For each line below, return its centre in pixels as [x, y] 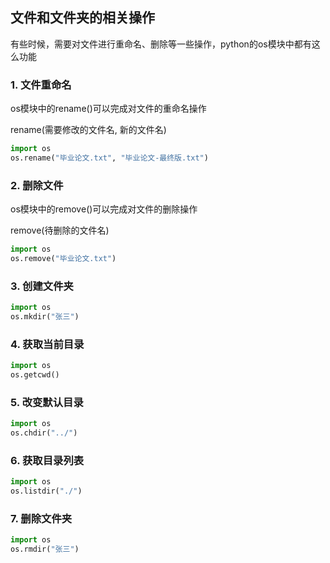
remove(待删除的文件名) [60, 230]
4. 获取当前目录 [47, 344]
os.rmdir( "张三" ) [45, 549]
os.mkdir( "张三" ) [45, 317]
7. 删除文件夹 [41, 519]
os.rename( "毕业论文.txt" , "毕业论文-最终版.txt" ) [109, 158]
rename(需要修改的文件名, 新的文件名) [88, 130]
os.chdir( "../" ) [44, 433]
